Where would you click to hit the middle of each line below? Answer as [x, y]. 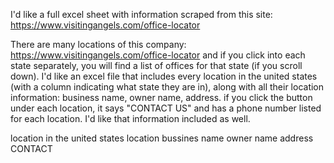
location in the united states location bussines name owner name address [162, 138]
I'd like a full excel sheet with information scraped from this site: [141, 14]
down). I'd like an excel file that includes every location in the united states [164, 76]
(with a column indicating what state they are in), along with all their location [167, 87]
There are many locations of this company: [98, 44]
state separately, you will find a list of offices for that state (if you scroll [156, 65]
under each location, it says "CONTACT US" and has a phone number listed [166, 108]
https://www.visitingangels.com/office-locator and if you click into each [158, 55]
